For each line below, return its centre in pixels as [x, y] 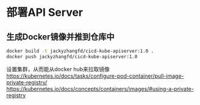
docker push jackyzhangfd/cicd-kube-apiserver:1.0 [72, 56]
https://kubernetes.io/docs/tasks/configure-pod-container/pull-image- [95, 76]
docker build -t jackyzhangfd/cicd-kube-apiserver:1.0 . [80, 51]
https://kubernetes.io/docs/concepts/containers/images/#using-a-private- [100, 89]
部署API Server [45, 12]
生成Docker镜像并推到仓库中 [60, 37]
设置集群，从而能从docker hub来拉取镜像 [58, 69]
